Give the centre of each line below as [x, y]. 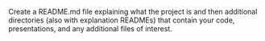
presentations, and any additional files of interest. [91, 29]
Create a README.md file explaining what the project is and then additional [133, 12]
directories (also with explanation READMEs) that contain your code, [122, 20]
